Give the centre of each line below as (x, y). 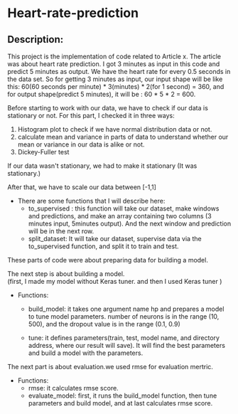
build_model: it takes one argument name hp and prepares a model (126, 309)
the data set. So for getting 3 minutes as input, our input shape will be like (115, 79)
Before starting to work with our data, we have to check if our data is (108, 108)
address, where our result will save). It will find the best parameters (127, 345)
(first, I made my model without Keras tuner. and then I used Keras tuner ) (115, 281)
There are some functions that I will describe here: (91, 201)
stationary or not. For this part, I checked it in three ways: (91, 116)
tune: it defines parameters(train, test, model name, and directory (124, 338)
